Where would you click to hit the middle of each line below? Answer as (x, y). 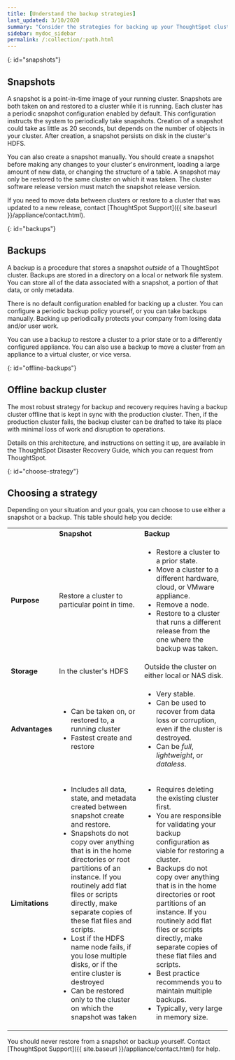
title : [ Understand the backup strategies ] (72, 14)
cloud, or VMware (185, 587)
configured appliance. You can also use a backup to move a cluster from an (116, 347)
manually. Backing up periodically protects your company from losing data (114, 318)
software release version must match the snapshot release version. (104, 186)
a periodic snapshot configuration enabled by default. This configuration (112, 113)
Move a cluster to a (187, 570)
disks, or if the (94, 965)
